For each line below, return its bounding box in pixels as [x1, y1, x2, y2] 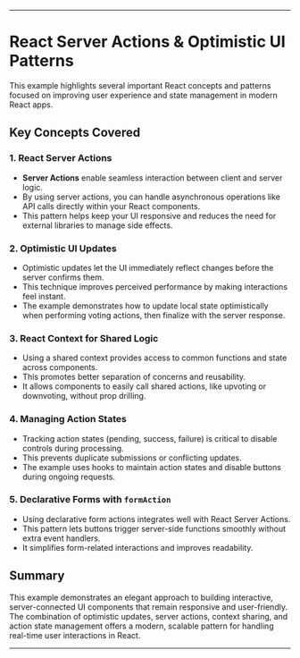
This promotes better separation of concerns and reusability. [21, 372, 246, 383]
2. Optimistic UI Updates [9, 242, 118, 255]
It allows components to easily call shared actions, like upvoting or [21, 381, 266, 392]
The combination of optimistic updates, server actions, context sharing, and [9, 611, 288, 621]
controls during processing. [21, 443, 124, 453]
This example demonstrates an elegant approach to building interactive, [9, 592, 274, 603]
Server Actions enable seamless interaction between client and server [21, 172, 283, 183]
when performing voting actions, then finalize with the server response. [21, 309, 286, 320]
